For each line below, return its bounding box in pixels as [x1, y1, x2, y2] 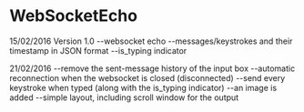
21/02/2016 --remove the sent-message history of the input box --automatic [9, 63, 296, 74]
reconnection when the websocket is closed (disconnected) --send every [9, 72, 286, 83]
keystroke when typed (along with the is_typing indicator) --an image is [9, 82, 278, 93]
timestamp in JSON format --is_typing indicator [9, 45, 187, 56]
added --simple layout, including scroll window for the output [9, 92, 239, 103]
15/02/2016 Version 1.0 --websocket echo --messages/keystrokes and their [9, 36, 293, 46]
